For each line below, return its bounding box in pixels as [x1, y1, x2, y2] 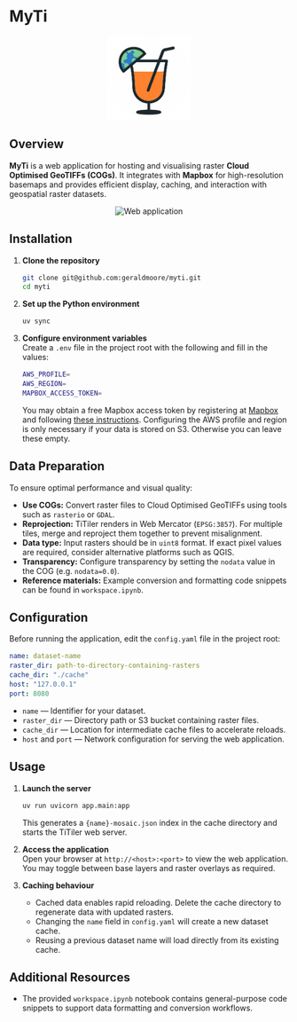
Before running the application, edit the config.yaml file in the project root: [9, 633, 281, 644]
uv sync [21, 317, 51, 326]
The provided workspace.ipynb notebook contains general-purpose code [21, 994, 288, 1004]
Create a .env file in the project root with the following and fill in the [21, 342, 269, 353]
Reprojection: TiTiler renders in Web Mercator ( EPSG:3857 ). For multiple [21, 518, 283, 529]
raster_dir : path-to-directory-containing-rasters [9, 661, 200, 671]
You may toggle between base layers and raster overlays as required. [21, 862, 276, 873]
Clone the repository [21, 255, 100, 265]
